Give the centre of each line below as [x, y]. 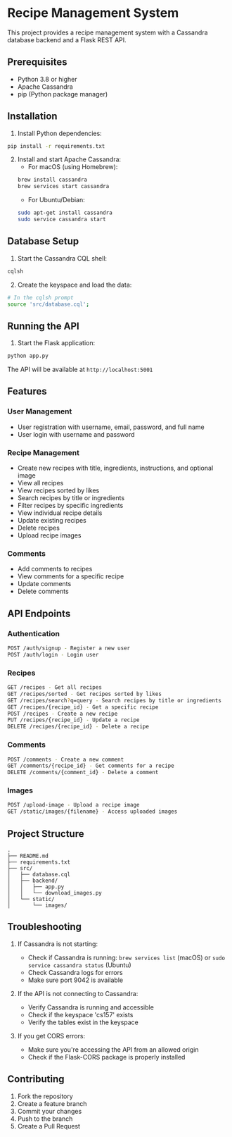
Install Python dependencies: [59, 133]
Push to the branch [45, 1119]
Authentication [33, 633]
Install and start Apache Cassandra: [69, 159]
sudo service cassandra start [62, 220]
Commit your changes [50, 1111]
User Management [40, 411]
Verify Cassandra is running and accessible [91, 1007]
